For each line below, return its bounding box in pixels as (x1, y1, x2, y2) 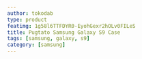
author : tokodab (7, 9, 53, 17)
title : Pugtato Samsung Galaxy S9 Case (7, 28, 121, 36)
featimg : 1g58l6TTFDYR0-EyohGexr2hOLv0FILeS (7, 22, 136, 29)
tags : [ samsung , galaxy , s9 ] (7, 35, 90, 42)
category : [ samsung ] (7, 41, 66, 48)
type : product (7, 16, 48, 23)
